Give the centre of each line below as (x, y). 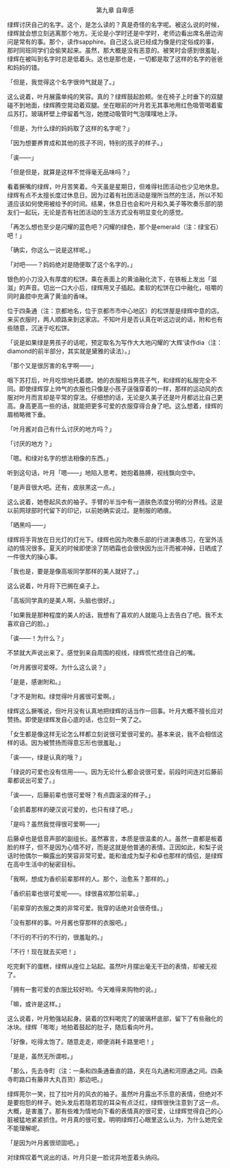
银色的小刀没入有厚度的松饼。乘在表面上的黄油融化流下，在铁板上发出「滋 (112, 279)
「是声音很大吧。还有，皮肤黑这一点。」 (63, 487)
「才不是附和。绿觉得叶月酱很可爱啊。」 (63, 696)
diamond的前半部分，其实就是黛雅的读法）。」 (71, 351)
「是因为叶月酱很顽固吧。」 (44, 1143)
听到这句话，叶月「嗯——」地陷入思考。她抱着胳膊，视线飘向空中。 (103, 473)
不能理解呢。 (25, 1128)
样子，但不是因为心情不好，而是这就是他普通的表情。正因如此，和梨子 (118, 847)
